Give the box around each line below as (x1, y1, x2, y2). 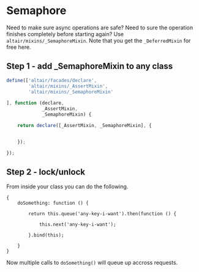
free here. (6, 43, 32, 51)
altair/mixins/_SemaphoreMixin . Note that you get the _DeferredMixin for (6, 37, 191, 44)
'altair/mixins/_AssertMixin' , (28, 83, 108, 89)
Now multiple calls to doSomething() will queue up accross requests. (6, 259, 178, 266)
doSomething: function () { (17, 200, 89, 207)
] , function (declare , (6, 100, 64, 106)
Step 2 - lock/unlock (6, 166, 86, 177)
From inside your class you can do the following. (6, 183, 129, 190)
